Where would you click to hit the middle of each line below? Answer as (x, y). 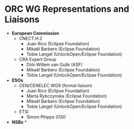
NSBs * (19, 122)
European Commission (35, 33)
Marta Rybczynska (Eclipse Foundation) (67, 96)
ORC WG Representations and (67, 9)
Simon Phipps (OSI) (46, 117)
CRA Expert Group (38, 59)
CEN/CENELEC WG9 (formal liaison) (56, 85)
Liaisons (22, 19)
